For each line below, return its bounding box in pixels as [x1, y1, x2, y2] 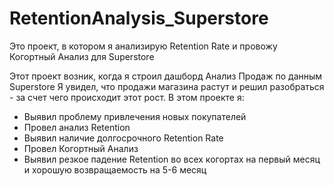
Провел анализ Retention [23, 121, 131, 133]
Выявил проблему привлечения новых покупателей [23, 110, 247, 122]
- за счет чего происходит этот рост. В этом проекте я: [9, 91, 245, 103]
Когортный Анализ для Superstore [9, 50, 155, 62]
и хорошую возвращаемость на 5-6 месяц [23, 163, 207, 176]
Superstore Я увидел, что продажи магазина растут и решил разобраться [9, 80, 325, 92]
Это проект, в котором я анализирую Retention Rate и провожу [9, 40, 278, 52]
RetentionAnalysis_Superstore [9, 7, 269, 30]
